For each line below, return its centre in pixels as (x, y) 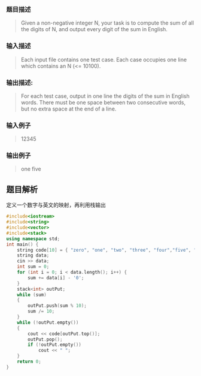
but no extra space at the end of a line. (68, 109)
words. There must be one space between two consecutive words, (103, 102)
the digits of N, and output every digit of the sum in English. (94, 29)
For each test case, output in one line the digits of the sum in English (105, 96)
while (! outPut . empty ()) (48, 323)
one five (31, 169)
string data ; (33, 256)
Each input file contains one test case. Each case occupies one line (104, 59)
